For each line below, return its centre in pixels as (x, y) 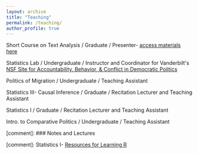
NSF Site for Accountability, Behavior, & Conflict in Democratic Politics (92, 70)
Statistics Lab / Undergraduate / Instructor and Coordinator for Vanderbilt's (98, 63)
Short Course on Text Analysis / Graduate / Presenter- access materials (93, 45)
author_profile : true (33, 28)
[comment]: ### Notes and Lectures (51, 133)
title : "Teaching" (29, 17)
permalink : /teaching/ (34, 23)
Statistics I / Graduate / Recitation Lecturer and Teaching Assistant (87, 110)
